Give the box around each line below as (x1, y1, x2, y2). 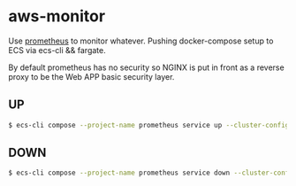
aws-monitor (8, 6, 106, 27)
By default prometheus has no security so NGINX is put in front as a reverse (8, 62, 285, 73)
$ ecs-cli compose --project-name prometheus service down (8, 168, 231, 178)
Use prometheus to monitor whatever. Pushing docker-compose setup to (8, 35, 274, 46)
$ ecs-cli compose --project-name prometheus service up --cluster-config (8, 120, 290, 129)
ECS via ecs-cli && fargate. (8, 44, 107, 55)
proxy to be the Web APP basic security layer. (8, 71, 175, 81)
